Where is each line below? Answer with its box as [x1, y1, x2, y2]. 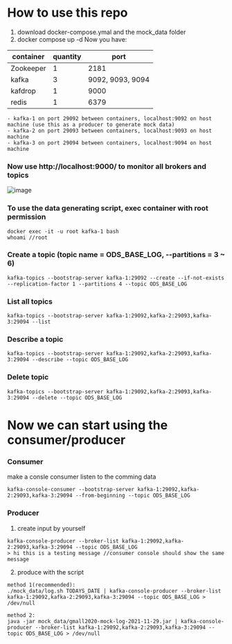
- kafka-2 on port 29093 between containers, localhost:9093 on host [7, 127, 213, 134]
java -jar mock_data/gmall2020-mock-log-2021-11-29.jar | [7, 618, 178, 625]
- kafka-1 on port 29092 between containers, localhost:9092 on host [7, 115, 213, 122]
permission [7, 212, 46, 222]
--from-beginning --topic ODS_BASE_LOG [75, 492, 190, 499]
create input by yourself [17, 524, 86, 532]
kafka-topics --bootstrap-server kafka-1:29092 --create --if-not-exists [7, 274, 225, 281]
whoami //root [7, 234, 48, 241]
